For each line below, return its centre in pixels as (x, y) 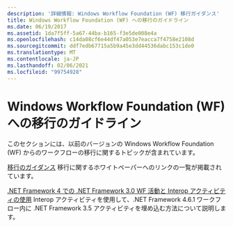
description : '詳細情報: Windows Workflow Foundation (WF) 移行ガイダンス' (114, 14)
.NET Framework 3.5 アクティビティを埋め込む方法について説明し (127, 208)
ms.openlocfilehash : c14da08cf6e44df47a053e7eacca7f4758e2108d (101, 40)
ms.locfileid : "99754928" (45, 72)
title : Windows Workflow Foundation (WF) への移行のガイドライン (98, 20)
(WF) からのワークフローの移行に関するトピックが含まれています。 (103, 152)
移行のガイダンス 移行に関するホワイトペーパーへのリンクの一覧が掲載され (114, 167)
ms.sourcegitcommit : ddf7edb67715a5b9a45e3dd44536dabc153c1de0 (101, 46)
